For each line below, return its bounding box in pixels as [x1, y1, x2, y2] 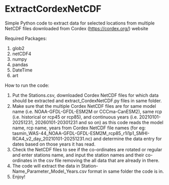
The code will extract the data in [12, 163, 80, 169]
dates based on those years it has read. [12, 141, 95, 147]
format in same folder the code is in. [88, 168, 164, 174]
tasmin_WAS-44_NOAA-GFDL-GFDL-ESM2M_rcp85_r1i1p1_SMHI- [12, 130, 150, 136]
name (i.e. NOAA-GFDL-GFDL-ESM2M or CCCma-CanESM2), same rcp [12, 108, 162, 114]
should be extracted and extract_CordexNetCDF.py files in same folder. [12, 98, 162, 104]
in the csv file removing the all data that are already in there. [33, 157, 160, 164]
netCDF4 [12, 51, 32, 57]
